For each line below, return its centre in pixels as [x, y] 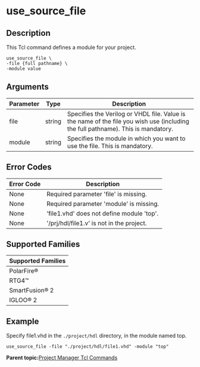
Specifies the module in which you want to [126, 138]
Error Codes [29, 167]
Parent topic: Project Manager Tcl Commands [62, 358]
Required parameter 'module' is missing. [103, 203]
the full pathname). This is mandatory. [120, 128]
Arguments [28, 87]
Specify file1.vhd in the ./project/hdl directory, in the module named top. [96, 336]
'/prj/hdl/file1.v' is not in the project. [97, 223]
